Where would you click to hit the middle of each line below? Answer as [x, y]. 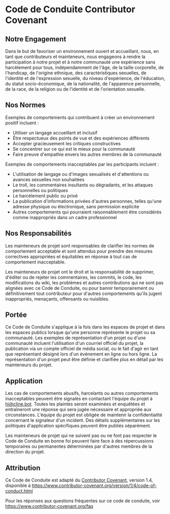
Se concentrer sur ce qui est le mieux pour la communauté [74, 149]
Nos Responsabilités [39, 234]
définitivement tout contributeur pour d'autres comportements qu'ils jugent [84, 293]
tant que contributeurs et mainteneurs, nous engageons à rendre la [75, 57]
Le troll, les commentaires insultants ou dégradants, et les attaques [83, 185]
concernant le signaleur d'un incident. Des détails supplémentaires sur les [83, 420]
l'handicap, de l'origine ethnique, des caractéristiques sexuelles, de [76, 73]
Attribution [23, 468]
